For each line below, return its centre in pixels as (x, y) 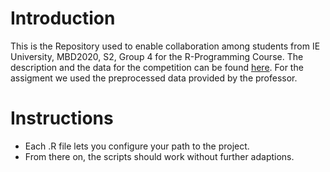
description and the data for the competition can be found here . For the (157, 67)
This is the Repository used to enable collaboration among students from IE (165, 46)
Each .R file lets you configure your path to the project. (137, 146)
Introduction (63, 18)
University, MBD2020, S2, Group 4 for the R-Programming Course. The (157, 56)
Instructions (62, 118)
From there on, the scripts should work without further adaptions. (159, 156)
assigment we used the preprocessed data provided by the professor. (154, 78)
